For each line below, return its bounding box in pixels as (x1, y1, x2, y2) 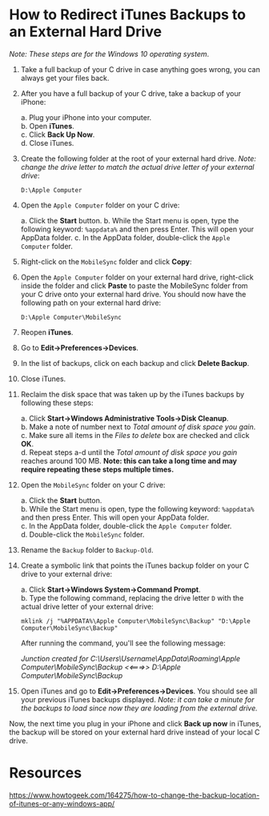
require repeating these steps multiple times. (20, 464, 175, 474)
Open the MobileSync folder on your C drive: (20, 480, 166, 489)
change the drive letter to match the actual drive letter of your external (20, 162, 255, 171)
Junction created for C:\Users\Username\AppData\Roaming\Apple (20, 653, 241, 663)
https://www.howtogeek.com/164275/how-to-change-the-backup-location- (9, 790, 260, 800)
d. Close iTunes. (20, 138, 74, 147)
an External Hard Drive (9, 22, 163, 41)
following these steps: (20, 398, 94, 408)
